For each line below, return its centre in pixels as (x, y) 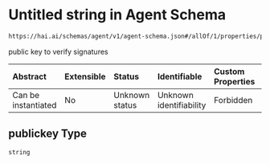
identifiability (182, 105)
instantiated (35, 105)
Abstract (29, 76)
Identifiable (180, 76)
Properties (235, 81)
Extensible (85, 76)
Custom (229, 72)
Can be (26, 95)
